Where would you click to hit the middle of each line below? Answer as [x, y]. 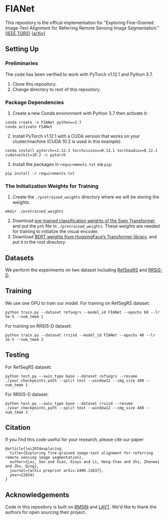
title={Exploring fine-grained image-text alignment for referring [81, 453]
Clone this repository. [34, 84]
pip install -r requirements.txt [40, 174]
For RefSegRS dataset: [28, 367]
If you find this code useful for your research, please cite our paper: [75, 440]
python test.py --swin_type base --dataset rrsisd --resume [69, 403]
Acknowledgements [37, 495]
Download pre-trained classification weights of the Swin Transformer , [84, 221]
